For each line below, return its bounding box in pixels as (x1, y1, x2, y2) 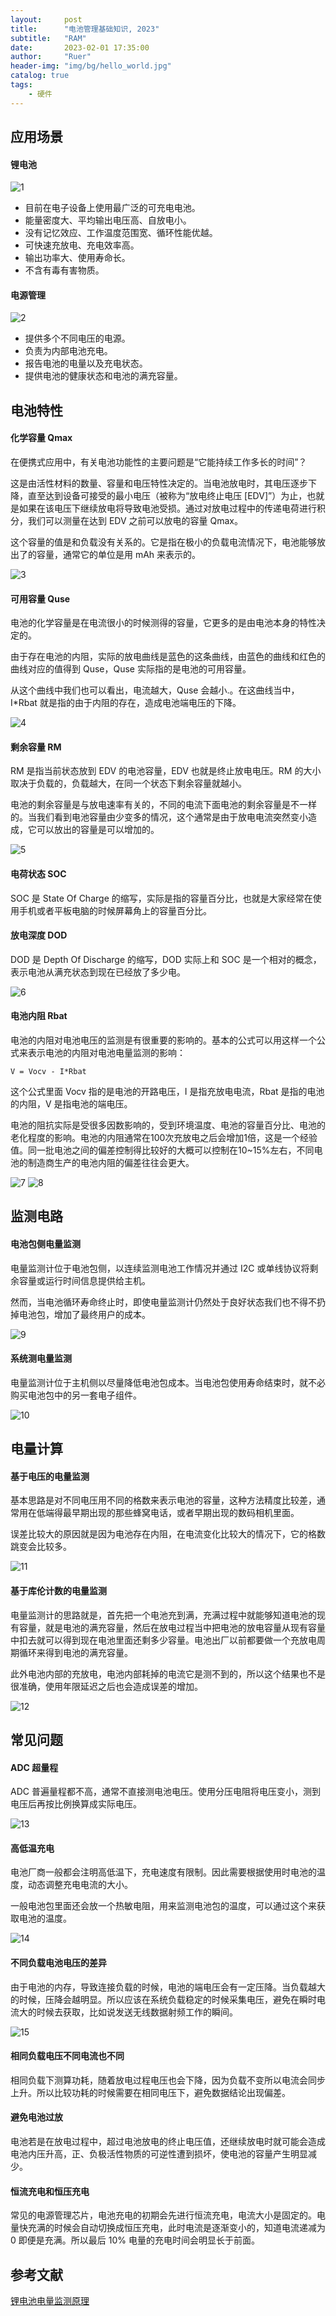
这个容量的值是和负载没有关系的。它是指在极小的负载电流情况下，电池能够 (10, 536, 317, 548)
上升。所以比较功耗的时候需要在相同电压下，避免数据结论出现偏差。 (10, 2086, 291, 2098)
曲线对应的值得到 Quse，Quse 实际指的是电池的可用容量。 (10, 663, 252, 675)
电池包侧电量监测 (10, 1238, 81, 1250)
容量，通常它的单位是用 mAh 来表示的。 (36, 549, 202, 561)
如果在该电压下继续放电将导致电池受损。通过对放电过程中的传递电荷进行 (18, 502, 317, 515)
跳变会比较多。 (10, 1541, 72, 1553)
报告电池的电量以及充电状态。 (24, 357, 148, 370)
